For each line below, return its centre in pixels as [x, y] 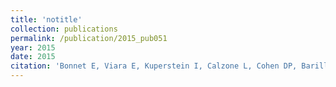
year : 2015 [33, 47]
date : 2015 [33, 57]
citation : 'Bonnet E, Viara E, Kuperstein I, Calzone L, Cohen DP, [154, 66]
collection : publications [64, 29]
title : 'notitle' [46, 19]
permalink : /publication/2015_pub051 [89, 38]
